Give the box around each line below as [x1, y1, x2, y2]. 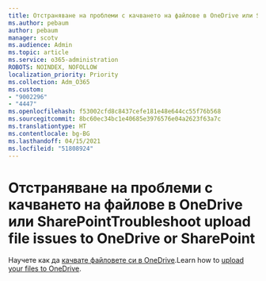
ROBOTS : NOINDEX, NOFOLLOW [8, 64, 97, 71]
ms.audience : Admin [8, 41, 73, 49]
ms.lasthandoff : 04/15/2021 [8, 137, 101, 145]
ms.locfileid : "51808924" [8, 144, 93, 152]
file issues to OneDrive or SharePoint [8, 229, 256, 247]
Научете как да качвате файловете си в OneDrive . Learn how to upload [8, 256, 244, 265]
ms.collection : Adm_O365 [8, 78, 90, 86]
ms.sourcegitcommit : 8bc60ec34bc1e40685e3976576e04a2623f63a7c [8, 115, 222, 123]
